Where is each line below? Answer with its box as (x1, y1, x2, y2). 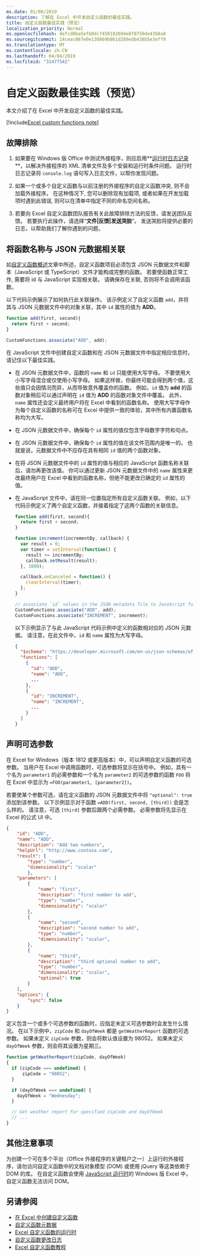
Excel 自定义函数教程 (14, 1243, 67, 1251)
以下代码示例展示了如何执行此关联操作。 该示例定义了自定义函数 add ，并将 (6, 296, 189, 303)
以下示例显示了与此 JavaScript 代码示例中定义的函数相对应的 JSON (14, 624, 180, 631)
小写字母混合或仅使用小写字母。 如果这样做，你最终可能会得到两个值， (14, 377, 188, 384)
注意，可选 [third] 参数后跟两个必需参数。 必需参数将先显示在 (33, 806, 187, 813)
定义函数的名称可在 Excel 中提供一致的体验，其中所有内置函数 (35, 406, 187, 413)
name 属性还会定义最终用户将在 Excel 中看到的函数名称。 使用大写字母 (14, 399, 185, 406)
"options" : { (17, 992, 49, 998)
